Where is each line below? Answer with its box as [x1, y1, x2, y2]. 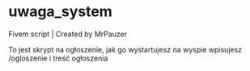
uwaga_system [8, 2, 113, 21]
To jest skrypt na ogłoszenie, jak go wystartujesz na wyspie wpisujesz [8, 44, 243, 54]
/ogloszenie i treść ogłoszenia [8, 53, 108, 63]
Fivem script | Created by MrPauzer [8, 29, 128, 39]
